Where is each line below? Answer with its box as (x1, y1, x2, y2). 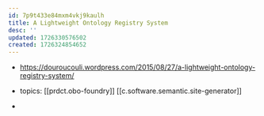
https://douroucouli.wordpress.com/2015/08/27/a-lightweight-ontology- (19, 62, 256, 72)
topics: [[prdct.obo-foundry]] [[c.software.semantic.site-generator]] (19, 86, 242, 95)
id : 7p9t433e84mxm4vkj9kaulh (8, 11, 105, 20)
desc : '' (8, 26, 37, 34)
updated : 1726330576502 (8, 33, 87, 42)
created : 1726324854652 (8, 41, 87, 49)
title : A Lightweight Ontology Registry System (8, 19, 169, 27)
